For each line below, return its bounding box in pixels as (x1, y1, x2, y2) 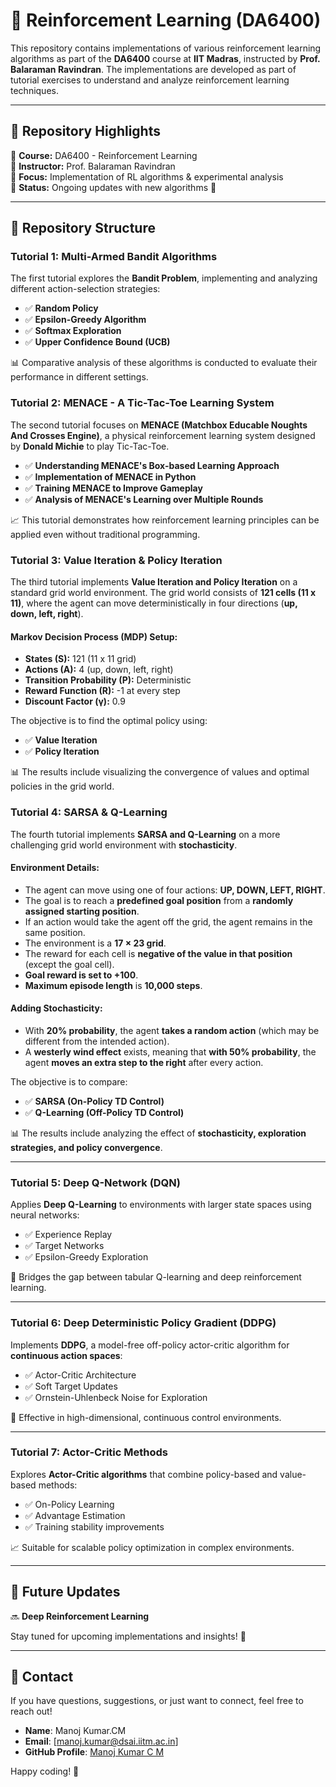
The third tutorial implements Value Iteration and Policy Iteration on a (10, 576, 298, 588)
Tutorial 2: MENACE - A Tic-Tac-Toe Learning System (10, 396, 275, 410)
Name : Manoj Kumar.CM (24, 1725, 127, 1737)
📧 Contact (10, 1669, 74, 1686)
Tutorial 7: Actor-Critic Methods (10, 1445, 168, 1459)
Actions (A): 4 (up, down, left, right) (24, 664, 174, 676)
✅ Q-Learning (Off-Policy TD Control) (24, 1106, 185, 1118)
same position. (24, 926, 86, 938)
